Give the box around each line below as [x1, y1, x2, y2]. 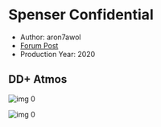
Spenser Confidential [8, 6, 155, 24]
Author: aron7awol [19, 32, 81, 42]
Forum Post [19, 40, 59, 50]
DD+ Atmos [8, 72, 68, 86]
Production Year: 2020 [19, 49, 96, 59]
